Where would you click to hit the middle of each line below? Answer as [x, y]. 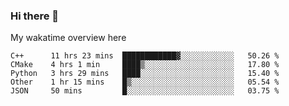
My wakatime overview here [68, 38]
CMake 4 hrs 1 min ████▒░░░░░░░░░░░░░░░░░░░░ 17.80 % [145, 65]
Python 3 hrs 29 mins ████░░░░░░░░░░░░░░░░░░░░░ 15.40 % [145, 74]
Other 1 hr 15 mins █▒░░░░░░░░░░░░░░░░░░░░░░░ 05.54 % [145, 82]
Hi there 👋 [35, 16]
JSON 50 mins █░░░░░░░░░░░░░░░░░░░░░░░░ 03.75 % [145, 91]
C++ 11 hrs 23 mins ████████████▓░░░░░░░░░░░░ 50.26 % [145, 56]
